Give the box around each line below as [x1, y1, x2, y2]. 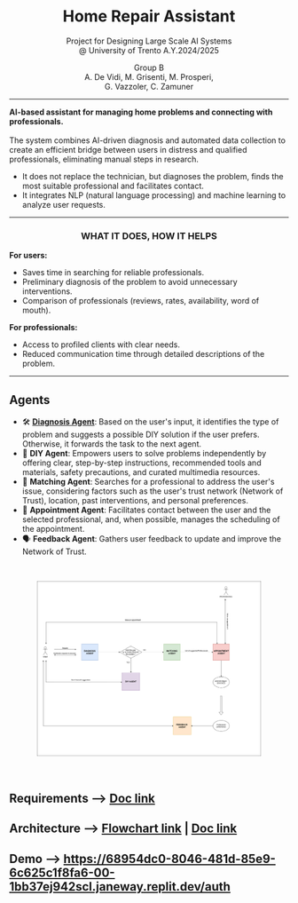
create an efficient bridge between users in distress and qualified [9, 144, 247, 154]
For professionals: [9, 322, 78, 333]
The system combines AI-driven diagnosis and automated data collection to [9, 135, 286, 146]
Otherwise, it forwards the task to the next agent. [21, 439, 202, 449]
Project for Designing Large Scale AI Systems [66, 36, 232, 46]
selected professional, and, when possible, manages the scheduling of [21, 514, 281, 525]
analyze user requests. [21, 199, 106, 210]
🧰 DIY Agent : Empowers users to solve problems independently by [21, 448, 267, 459]
